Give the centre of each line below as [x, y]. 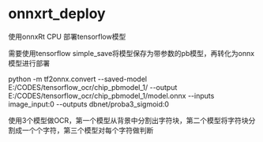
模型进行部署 [29, 63]
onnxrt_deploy [57, 14]
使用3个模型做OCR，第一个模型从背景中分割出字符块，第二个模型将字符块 [128, 120]
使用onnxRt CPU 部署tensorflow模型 [67, 36]
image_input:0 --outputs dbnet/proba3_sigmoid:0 [89, 104]
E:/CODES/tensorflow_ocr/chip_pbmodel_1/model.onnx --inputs [111, 95]
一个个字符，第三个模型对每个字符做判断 [88, 130]
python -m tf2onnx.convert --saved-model [78, 79]
